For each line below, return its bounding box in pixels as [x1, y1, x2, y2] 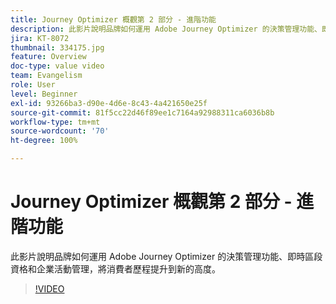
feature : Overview [10, 52, 87, 62]
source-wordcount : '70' [10, 126, 110, 136]
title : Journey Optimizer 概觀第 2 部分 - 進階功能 [10, 14, 217, 25]
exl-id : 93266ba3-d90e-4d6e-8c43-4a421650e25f [10, 98, 208, 108]
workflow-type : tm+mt [10, 117, 101, 127]
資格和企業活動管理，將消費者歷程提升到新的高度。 [10, 262, 221, 275]
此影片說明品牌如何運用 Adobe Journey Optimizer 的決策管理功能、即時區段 [10, 250, 323, 262]
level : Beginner [10, 89, 78, 99]
